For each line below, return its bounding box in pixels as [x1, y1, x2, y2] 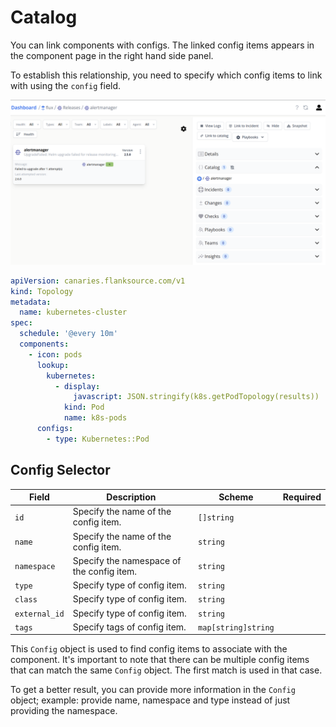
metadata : [10, 297, 52, 307]
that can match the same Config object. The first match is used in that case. [10, 664, 323, 676]
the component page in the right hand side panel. [10, 49, 214, 61]
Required [282, 491, 322, 503]
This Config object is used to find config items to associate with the [10, 643, 288, 655]
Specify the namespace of [72, 554, 182, 566]
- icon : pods [28, 349, 83, 360]
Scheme [218, 491, 254, 503]
